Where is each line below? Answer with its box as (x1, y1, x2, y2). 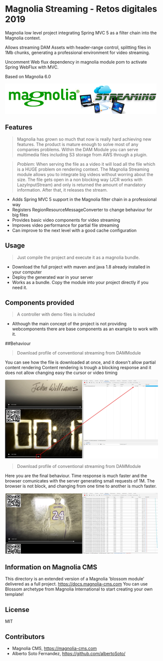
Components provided (5, 298, 74, 307)
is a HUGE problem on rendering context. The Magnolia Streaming (16, 166, 149, 172)
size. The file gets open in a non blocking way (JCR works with (16, 177, 143, 182)
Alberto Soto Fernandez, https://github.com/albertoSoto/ (12, 651, 126, 657)
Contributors (5, 632, 45, 641)
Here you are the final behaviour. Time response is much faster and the (5, 473, 147, 479)
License (5, 606, 30, 614)
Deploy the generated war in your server (12, 274, 94, 280)
